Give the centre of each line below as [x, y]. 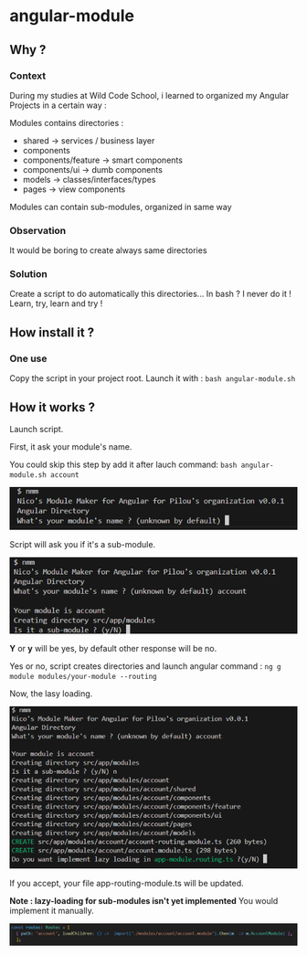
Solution [29, 274]
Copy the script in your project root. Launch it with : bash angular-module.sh [153, 378]
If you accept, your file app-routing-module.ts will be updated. [127, 883]
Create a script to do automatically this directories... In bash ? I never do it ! [151, 294]
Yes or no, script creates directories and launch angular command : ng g [145, 666]
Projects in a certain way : [58, 105]
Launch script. [37, 429]
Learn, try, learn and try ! [56, 303]
